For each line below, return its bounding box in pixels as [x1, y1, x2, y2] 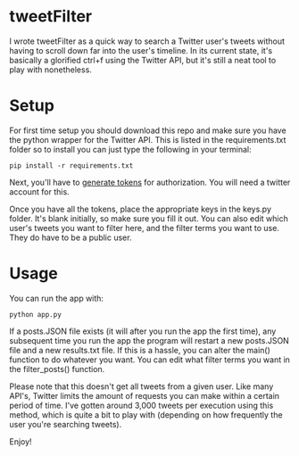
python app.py [9, 310, 62, 319]
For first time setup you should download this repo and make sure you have [9, 125, 287, 136]
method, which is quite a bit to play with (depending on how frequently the [9, 409, 283, 420]
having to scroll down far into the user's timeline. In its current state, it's [9, 45, 273, 55]
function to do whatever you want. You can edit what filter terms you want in [9, 354, 290, 365]
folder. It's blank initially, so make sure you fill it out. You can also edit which [9, 212, 288, 224]
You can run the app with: [9, 293, 104, 303]
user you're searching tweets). [9, 419, 122, 429]
